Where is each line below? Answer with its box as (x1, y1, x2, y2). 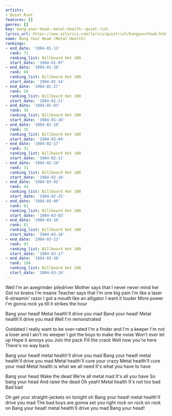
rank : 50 (10, 88, 29, 94)
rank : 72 (10, 50, 29, 55)
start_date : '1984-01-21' (10, 98, 66, 103)
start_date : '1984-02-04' (10, 137, 66, 142)
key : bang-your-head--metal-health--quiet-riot (5, 27, 109, 32)
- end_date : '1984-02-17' (5, 141, 60, 146)
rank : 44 (10, 184, 29, 190)
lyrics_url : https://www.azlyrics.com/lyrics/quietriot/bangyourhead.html (5, 31, 168, 36)
